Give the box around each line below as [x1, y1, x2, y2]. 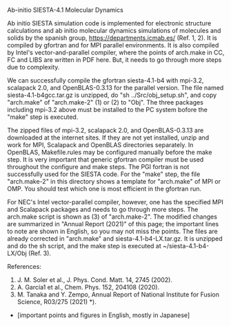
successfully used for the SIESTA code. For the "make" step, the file [7, 170, 201, 178]
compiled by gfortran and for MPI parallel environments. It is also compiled [7, 41, 219, 49]
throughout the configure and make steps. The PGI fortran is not [7, 163, 190, 171]
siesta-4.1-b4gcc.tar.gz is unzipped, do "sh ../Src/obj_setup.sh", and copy [7, 91, 217, 99]
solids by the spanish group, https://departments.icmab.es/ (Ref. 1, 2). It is [7, 34, 217, 42]
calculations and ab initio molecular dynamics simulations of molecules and [7, 27, 221, 34]
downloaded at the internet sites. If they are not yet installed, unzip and [7, 133, 210, 142]
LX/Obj [7, 249, 28, 257]
